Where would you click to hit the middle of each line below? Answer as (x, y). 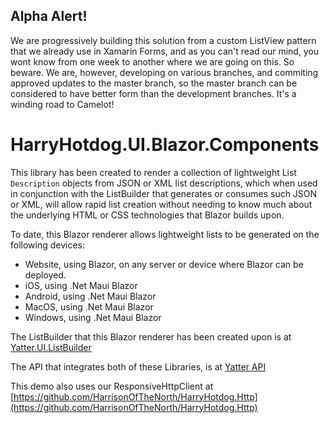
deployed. (45, 275)
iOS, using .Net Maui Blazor (81, 285)
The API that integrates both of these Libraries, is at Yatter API (138, 366)
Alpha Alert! (49, 16)
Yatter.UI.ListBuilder (51, 347)
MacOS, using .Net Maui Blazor (89, 306)
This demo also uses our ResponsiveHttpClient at (112, 386)
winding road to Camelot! (62, 104)
